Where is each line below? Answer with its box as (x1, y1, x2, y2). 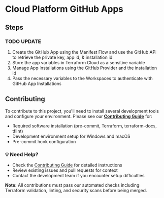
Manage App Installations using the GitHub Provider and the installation (12, 65, 157, 71)
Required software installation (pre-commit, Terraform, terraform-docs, (12, 122, 157, 129)
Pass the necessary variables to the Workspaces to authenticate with (12, 75, 153, 81)
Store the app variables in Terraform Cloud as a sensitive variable (12, 59, 145, 65)
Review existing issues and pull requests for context (12, 167, 118, 173)
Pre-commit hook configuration (12, 138, 76, 144)
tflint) (12, 128, 23, 134)
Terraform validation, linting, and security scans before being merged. (5, 187, 147, 193)
